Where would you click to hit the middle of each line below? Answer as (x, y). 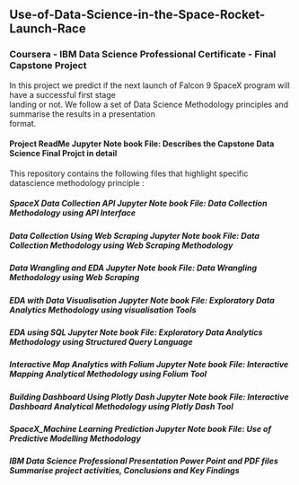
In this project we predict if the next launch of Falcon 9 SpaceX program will (149, 85)
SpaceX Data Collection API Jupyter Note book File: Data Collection (138, 203)
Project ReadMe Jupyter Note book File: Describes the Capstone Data (142, 144)
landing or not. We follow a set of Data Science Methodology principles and (149, 104)
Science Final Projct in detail (63, 154)
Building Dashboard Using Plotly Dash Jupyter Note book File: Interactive (149, 397)
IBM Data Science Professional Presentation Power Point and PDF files (144, 461)
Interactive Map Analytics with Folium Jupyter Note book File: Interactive (149, 365)
